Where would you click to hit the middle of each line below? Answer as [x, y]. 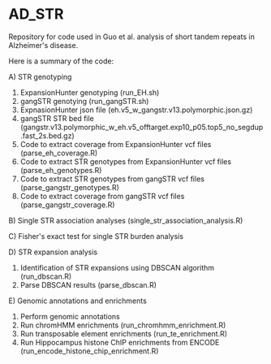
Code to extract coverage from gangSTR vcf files [102, 196]
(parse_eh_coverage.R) [59, 153]
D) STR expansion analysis [53, 252]
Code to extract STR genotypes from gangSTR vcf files [112, 179]
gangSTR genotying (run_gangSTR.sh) [84, 101]
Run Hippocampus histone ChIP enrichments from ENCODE [120, 342]
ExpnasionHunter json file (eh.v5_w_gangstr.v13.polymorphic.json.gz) [136, 110]
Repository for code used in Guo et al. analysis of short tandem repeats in [132, 37]
